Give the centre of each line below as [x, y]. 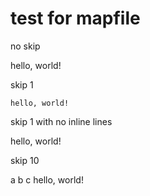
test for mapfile [75, 18]
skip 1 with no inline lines [61, 121]
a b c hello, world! [47, 179]
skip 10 [25, 160]
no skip [25, 46]
